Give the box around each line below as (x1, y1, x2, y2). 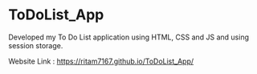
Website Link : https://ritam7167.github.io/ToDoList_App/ (8, 56, 194, 66)
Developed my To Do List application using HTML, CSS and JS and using (8, 32, 249, 42)
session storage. (8, 40, 63, 50)
